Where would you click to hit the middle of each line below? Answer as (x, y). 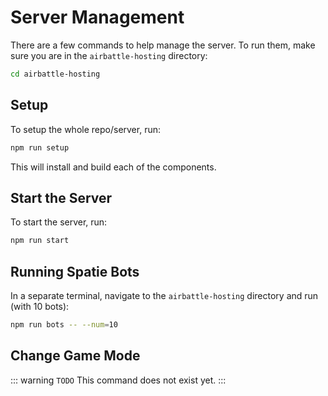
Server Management (97, 17)
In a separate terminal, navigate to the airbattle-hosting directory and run (164, 295)
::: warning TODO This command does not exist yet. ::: (118, 380)
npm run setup (40, 147)
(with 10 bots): (40, 306)
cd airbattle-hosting (55, 74)
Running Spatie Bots (75, 271)
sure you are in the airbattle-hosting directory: (109, 55)
